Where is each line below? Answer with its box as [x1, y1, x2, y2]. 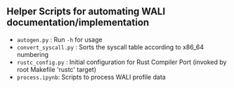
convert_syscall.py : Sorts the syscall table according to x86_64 [16, 42, 204, 51]
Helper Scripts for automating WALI [6, 6, 166, 18]
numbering [16, 50, 48, 58]
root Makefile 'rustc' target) [16, 65, 96, 73]
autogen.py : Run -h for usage [16, 35, 103, 44]
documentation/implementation [6, 17, 150, 29]
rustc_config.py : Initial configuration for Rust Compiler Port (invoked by [16, 58, 227, 66]
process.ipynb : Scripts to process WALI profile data [16, 73, 166, 81]
